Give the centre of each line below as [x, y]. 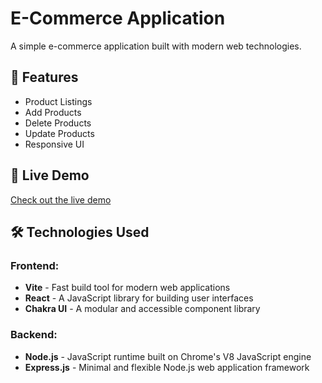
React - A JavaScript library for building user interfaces [139, 298]
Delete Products [58, 123]
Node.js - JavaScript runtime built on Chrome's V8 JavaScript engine [168, 356]
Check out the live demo [61, 199]
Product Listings [58, 101]
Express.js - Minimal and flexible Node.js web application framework [167, 367]
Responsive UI [54, 144]
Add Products [53, 112]
